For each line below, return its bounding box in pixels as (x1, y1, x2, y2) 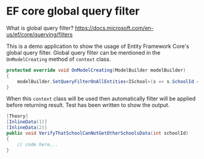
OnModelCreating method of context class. (6, 55, 111, 63)
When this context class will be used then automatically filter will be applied (6, 95, 196, 103)
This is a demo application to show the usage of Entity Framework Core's (6, 42, 189, 50)
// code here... (17, 141, 59, 147)
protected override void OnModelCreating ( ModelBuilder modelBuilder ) (6, 67, 186, 73)
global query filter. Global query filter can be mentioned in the (6, 49, 161, 56)
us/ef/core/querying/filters (6, 30, 73, 38)
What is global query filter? (6, 24, 74, 32)
